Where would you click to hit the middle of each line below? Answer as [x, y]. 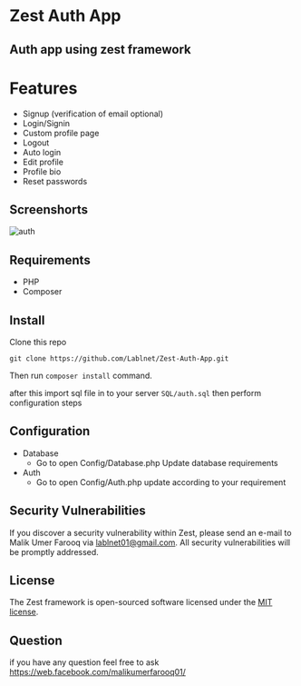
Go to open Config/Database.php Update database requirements [157, 462]
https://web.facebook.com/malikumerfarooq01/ [97, 672]
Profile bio [42, 171]
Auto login [42, 152]
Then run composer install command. [81, 375]
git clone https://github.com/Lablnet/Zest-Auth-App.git [119, 358]
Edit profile [43, 162]
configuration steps [46, 403]
